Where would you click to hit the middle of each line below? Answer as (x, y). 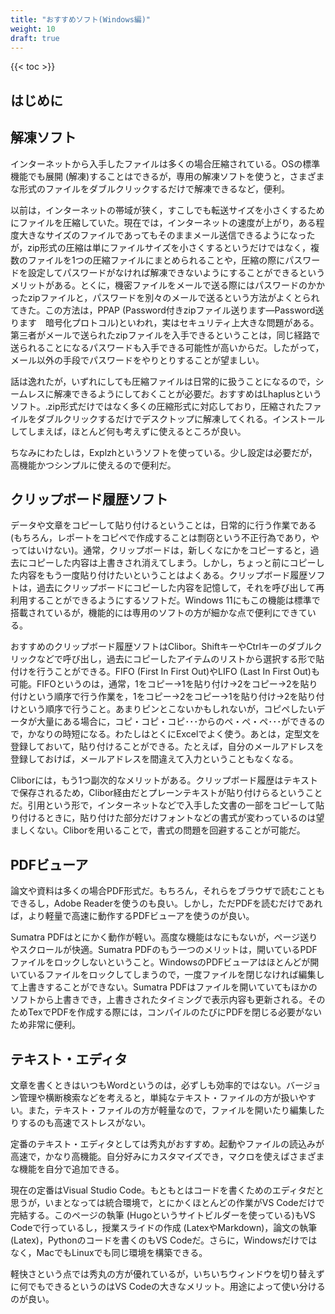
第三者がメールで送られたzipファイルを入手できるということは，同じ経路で (165, 335)
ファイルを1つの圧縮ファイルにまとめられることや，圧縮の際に (156, 260)
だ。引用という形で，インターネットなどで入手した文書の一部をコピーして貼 (167, 805)
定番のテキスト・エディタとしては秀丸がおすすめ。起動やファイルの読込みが (167, 1144)
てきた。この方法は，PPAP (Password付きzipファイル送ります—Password (163, 310)
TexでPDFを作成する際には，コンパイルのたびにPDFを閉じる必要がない (175, 1012)
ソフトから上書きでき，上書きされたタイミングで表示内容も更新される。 (159, 1000)
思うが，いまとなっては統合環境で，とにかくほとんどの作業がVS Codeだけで (167, 1203)
